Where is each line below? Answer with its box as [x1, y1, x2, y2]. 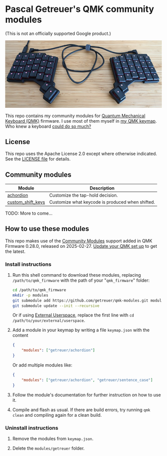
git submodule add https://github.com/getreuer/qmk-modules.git [12, 298, 149, 303]
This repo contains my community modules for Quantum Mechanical [5, 113, 146, 119]
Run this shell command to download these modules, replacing [12, 272, 141, 278]
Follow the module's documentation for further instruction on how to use [12, 391, 161, 398]
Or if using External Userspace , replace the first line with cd [12, 312, 134, 318]
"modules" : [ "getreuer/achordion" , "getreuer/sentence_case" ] [21, 378, 153, 382]
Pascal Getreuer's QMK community [5, 3, 154, 15]
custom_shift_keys [7, 199, 45, 205]
